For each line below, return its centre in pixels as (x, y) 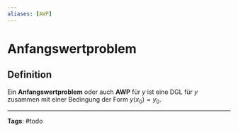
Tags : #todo (25, 121)
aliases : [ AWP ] (30, 14)
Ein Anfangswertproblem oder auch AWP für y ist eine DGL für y (103, 92)
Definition (29, 75)
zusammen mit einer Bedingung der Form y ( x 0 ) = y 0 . (84, 100)
